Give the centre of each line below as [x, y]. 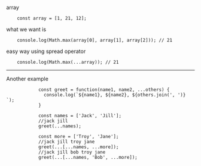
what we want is [26, 29]
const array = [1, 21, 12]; [52, 18]
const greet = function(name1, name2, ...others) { [104, 90]
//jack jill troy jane [66, 142]
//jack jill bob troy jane [72, 152]
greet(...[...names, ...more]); [78, 147]
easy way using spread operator [46, 51]
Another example [28, 79]
